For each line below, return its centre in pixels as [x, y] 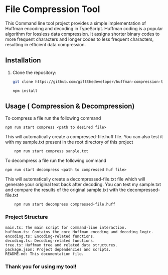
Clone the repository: [34, 72]
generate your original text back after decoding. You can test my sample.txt [83, 185]
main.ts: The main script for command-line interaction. [66, 227]
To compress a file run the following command [53, 118]
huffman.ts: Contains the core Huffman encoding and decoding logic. [79, 232]
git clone [23, 81]
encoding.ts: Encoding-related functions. [50, 236]
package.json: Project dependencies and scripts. [58, 249]
